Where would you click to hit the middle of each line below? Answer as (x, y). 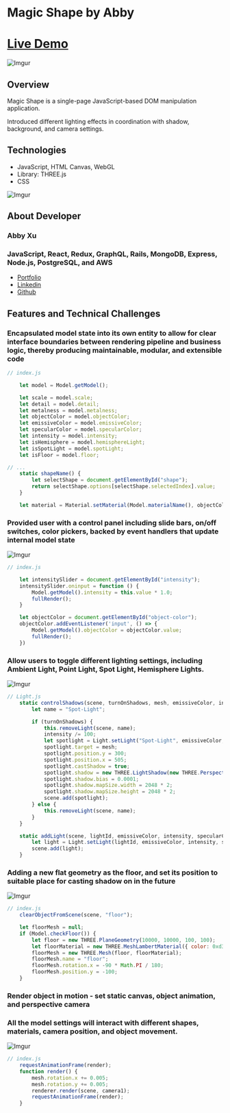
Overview (28, 85)
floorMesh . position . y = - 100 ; (75, 972)
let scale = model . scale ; (56, 398)
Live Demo (38, 44)
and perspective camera (49, 1004)
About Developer (44, 216)
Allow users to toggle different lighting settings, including (105, 660)
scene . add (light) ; (58, 849)
